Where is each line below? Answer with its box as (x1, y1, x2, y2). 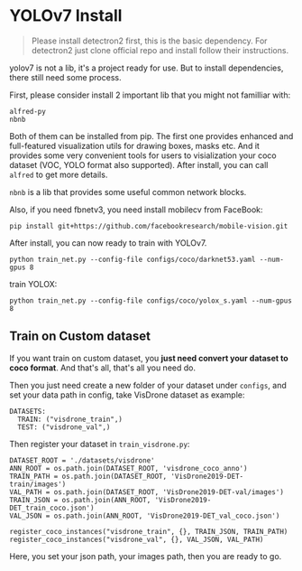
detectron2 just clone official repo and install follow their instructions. (31, 44, 289, 55)
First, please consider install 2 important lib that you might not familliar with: (9, 89, 291, 100)
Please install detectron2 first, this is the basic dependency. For (31, 35, 268, 46)
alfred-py (9, 107, 47, 116)
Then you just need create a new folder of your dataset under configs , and (9, 379, 287, 390)
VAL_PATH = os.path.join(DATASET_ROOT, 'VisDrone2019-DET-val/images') (9, 487, 284, 497)
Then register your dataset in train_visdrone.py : (9, 438, 190, 449)
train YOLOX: (9, 278, 58, 289)
